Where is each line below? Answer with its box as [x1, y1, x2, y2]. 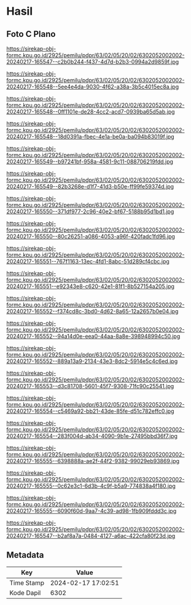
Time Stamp [9, 579, 45, 587]
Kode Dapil [9, 588, 41, 597]
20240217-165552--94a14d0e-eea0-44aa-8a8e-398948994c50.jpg [6, 333, 181, 340]
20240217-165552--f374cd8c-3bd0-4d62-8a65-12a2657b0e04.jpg [6, 308, 179, 314]
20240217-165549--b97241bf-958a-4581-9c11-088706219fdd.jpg [6, 158, 174, 165]
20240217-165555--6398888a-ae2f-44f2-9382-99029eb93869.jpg [6, 458, 180, 464]
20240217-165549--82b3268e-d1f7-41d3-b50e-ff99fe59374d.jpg [6, 183, 174, 190]
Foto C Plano [6, 29, 56, 39]
